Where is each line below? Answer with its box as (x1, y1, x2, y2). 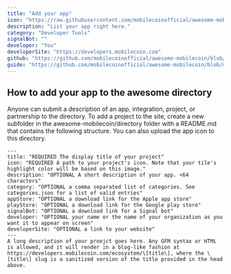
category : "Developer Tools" (7, 29, 91, 36)
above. (7, 262, 26, 269)
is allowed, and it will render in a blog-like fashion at (7, 244, 180, 251)
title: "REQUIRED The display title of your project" (7, 154, 165, 160)
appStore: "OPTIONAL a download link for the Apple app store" (7, 196, 192, 203)
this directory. (7, 134, 47, 143)
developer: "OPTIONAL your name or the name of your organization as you (7, 214, 223, 221)
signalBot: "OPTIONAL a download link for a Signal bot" (7, 208, 174, 215)
